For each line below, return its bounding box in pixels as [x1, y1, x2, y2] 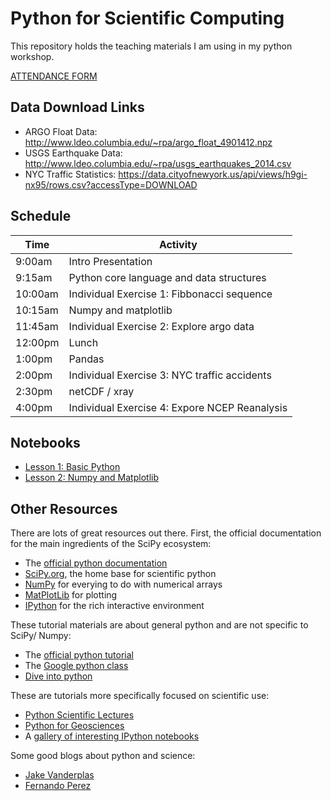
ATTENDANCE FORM [10, 70, 98, 82]
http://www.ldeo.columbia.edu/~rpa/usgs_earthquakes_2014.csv [24, 157, 292, 169]
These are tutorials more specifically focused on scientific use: [10, 690, 270, 702]
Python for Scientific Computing [10, 7, 285, 30]
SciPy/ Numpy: [10, 630, 72, 642]
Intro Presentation [68, 254, 153, 268]
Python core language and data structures [68, 270, 267, 284]
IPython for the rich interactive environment [24, 600, 205, 612]
